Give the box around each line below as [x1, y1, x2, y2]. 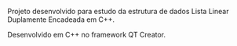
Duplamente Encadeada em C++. [7, 15, 115, 24]
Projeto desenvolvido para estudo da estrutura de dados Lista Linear [7, 7, 229, 16]
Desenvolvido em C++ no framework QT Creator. [7, 30, 166, 39]
